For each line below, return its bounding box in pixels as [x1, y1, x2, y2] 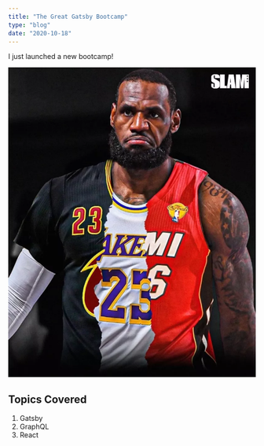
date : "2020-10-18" [8, 29, 72, 37]
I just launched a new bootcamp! [8, 52, 114, 61]
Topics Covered [8, 393, 87, 406]
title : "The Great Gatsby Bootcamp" [8, 13, 128, 20]
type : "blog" [8, 20, 51, 29]
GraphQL [19, 422, 49, 432]
